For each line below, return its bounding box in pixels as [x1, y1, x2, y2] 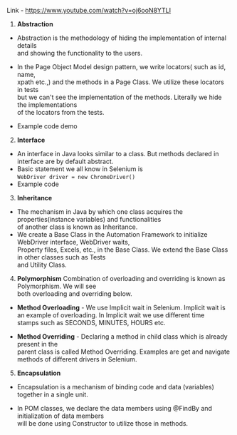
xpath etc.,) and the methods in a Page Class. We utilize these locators [16, 78, 225, 86]
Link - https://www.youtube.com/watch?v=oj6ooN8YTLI [6, 6, 172, 14]
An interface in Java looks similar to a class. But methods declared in [16, 150, 219, 158]
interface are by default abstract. [16, 157, 114, 165]
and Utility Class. [16, 260, 67, 269]
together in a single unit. [16, 390, 88, 399]
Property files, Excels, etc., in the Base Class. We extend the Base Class [16, 245, 228, 254]
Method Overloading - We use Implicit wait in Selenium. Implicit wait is [16, 303, 226, 312]
